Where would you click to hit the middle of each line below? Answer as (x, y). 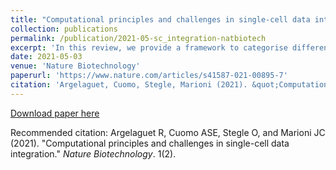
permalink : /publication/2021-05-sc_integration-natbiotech (138, 38)
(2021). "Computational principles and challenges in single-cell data (150, 143)
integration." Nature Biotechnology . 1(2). (93, 153)
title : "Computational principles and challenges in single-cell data (160, 19)
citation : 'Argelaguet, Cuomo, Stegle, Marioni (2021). (129, 85)
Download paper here (55, 113)
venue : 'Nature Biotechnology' (75, 66)
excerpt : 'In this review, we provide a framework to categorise (149, 47)
